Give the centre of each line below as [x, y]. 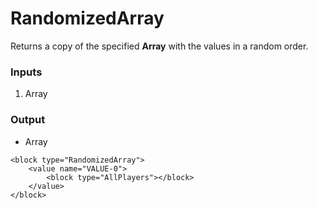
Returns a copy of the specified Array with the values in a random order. [159, 46]
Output [28, 120]
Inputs [26, 72]
